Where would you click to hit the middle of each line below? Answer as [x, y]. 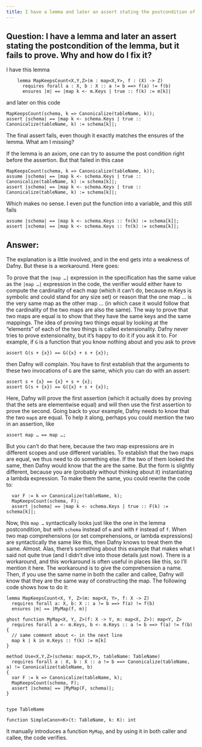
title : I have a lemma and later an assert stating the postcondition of [101, 12]
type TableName [25, 709]
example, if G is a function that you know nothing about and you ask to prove [101, 342]
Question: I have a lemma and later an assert [91, 37]
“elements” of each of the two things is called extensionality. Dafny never [97, 329]
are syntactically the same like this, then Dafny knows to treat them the [94, 543]
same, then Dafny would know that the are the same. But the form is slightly [100, 466]
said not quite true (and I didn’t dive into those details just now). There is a [98, 555]
